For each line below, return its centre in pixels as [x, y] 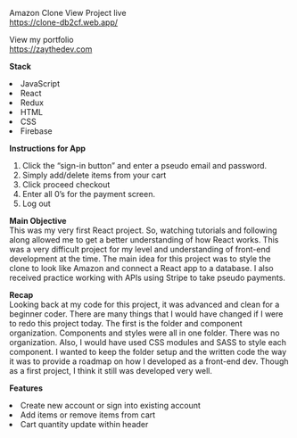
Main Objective [38, 221]
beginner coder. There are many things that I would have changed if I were [146, 314]
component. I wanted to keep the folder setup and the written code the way [148, 352]
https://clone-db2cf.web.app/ [64, 22]
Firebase [37, 131]
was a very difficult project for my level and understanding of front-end [140, 249]
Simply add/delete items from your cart [94, 175]
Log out [36, 203]
